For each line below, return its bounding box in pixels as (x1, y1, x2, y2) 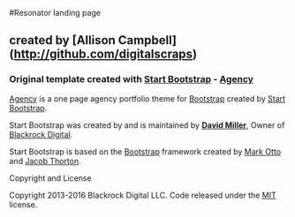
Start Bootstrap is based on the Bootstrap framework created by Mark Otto (9, 146, 281, 157)
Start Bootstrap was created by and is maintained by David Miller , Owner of (9, 119, 285, 131)
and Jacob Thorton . (9, 155, 81, 166)
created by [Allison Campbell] (9, 33, 177, 48)
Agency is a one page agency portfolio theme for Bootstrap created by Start (9, 93, 285, 104)
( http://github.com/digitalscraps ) (9, 47, 197, 62)
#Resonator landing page (9, 8, 102, 18)
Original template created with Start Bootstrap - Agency (9, 73, 254, 86)
